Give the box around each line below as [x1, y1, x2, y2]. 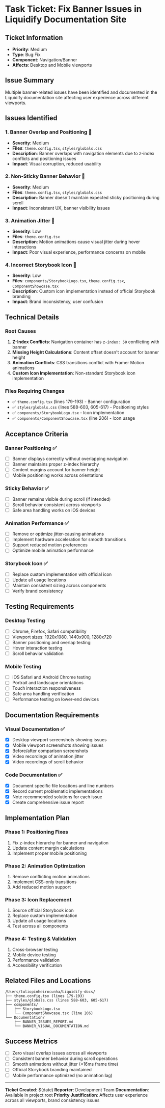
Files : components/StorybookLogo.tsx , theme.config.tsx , [12, 278, 125, 284]
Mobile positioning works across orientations [12, 472, 104, 478]
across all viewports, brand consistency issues [5, 1097, 100, 1103]
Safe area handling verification [12, 691, 75, 697]
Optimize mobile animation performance [12, 547, 94, 553]
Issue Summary [5, 76, 54, 84]
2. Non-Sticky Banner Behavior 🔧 [5, 173, 85, 180]
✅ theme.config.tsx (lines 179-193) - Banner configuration [12, 399, 131, 405]
